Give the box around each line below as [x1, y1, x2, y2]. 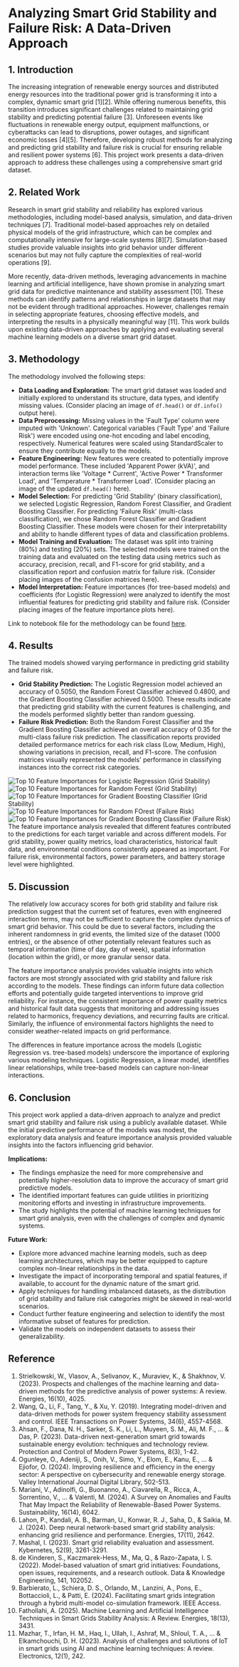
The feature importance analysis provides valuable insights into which [8, 966, 213, 975]
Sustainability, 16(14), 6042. [18, 1507, 100, 1516]
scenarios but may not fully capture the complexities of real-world [8, 251, 202, 259]
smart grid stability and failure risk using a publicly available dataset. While [8, 1118, 227, 1127]
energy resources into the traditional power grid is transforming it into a [8, 90, 218, 98]
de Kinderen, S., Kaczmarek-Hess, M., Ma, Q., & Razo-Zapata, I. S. [18, 1553, 213, 1562]
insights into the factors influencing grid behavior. [8, 1141, 154, 1149]
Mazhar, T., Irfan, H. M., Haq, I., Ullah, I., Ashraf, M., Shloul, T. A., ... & [18, 1629, 221, 1637]
